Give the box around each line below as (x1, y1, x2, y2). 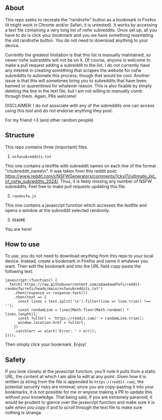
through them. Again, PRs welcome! (5, 93, 77, 99)
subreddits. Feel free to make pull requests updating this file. (5, 183, 126, 189)
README (12, 218, 26, 223)
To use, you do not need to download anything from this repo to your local (5, 253, 154, 259)
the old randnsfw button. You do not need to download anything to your (5, 37, 148, 43)
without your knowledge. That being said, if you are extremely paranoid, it (5, 394, 153, 400)
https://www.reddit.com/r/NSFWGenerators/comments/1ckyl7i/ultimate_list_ (5, 173, 157, 179)
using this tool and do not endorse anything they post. (5, 108, 113, 113)
